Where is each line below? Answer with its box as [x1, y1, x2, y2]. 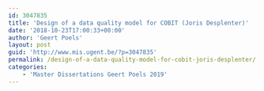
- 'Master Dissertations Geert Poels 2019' [22, 70, 168, 78]
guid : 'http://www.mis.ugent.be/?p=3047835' [8, 48, 157, 56]
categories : [8, 63, 47, 71]
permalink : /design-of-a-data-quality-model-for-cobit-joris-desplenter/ [8, 56, 257, 64]
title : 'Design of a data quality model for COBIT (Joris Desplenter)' [8, 19, 249, 27]
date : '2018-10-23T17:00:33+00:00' [8, 26, 126, 34]
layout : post [8, 41, 51, 49]
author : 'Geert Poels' [8, 33, 83, 42]
